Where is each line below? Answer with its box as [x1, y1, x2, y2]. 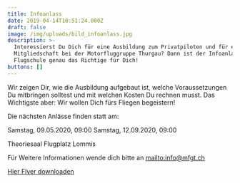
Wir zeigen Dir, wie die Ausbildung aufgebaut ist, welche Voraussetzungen [7, 83, 227, 91]
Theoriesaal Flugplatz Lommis [7, 140, 96, 148]
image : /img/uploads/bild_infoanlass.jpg [7, 30, 133, 38]
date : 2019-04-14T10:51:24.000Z [7, 17, 104, 24]
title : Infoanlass [7, 10, 62, 18]
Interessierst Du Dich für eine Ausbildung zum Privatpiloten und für [14, 43, 229, 51]
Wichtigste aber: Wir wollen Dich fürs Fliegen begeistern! [7, 98, 176, 107]
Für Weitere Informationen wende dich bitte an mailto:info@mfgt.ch [7, 153, 205, 162]
